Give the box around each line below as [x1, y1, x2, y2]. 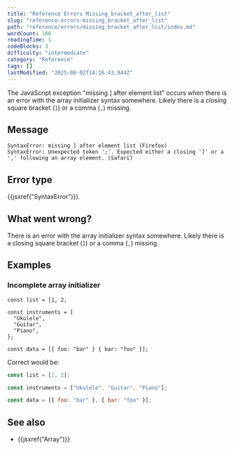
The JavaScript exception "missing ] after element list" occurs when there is [7, 89, 228, 97]
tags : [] [7, 63, 33, 70]
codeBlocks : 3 [7, 43, 49, 50]
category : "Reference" [7, 56, 74, 63]
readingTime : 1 [7, 37, 52, 44]
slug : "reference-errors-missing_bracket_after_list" [7, 17, 168, 24]
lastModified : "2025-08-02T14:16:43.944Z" [7, 69, 133, 76]
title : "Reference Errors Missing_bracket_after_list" [7, 10, 171, 18]
